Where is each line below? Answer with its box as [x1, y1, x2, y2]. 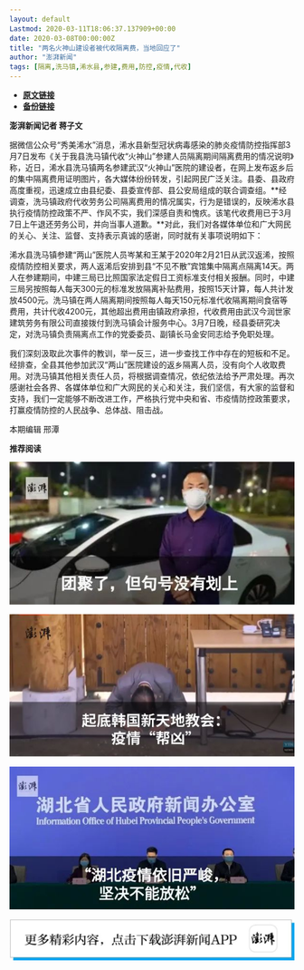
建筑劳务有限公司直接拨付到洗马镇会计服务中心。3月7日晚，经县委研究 [9, 317, 273, 328]
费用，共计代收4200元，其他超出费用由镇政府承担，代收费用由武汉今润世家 [9, 306, 291, 316]
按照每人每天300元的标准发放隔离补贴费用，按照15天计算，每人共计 [33, 284, 287, 294]
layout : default [9, 15, 71, 24]
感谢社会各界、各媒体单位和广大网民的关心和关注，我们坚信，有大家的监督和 [9, 382, 295, 393]
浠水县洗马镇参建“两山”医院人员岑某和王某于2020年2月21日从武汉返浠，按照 [9, 249, 295, 260]
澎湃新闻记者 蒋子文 [9, 121, 83, 131]
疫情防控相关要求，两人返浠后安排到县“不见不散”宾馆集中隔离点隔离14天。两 [9, 261, 295, 271]
